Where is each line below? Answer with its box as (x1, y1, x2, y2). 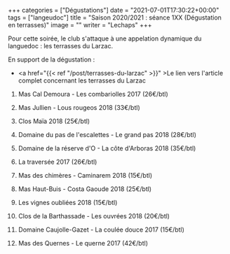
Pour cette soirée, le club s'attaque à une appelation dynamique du (8, 34, 202, 43)
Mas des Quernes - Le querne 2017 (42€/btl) (18, 239, 148, 247)
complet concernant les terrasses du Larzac (18, 76, 147, 85)
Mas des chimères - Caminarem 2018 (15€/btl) (18, 171, 153, 179)
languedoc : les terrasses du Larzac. (8, 42, 114, 50)
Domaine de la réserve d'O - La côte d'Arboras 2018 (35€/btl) (18, 144, 196, 153)
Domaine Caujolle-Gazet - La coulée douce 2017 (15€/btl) (18, 225, 185, 234)
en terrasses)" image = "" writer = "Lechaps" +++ (8, 21, 153, 29)
